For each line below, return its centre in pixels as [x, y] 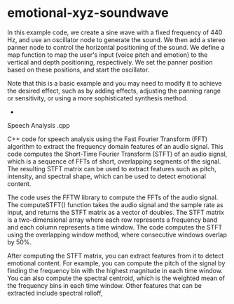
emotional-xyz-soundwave [88, 13]
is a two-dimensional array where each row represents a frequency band [112, 220]
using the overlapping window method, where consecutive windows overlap [117, 234]
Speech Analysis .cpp [39, 125]
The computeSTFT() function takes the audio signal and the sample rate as [115, 204]
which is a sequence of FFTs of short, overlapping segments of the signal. [114, 161]
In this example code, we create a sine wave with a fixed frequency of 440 [115, 32]
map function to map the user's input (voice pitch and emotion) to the [108, 55]
